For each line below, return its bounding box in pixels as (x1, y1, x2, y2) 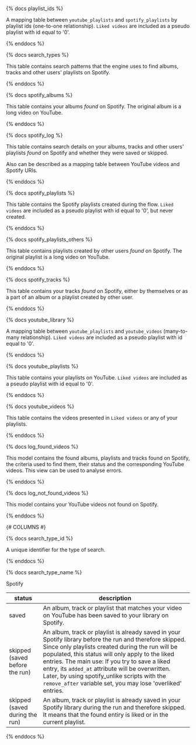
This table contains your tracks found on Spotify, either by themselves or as (6, 288, 188, 294)
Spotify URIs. (6, 167, 38, 174)
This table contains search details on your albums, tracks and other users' (6, 143, 184, 150)
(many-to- (163, 327, 188, 334)
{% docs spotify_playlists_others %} (6, 236, 93, 243)
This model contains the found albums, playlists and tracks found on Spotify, (6, 454, 190, 461)
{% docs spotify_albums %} (6, 92, 73, 98)
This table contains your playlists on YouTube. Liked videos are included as (6, 374, 188, 381)
